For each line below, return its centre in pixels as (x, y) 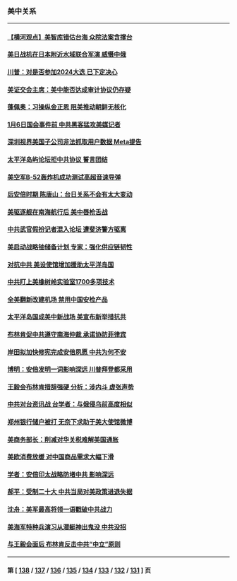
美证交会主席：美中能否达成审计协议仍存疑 (69, 89)
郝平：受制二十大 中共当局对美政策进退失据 (70, 492)
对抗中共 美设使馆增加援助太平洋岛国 (61, 264)
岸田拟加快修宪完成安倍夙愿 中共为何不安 (67, 352)
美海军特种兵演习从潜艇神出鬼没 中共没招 (67, 527)
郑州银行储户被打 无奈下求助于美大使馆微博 (70, 421)
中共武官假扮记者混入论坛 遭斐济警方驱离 (67, 229)
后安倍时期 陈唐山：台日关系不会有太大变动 (70, 194)
